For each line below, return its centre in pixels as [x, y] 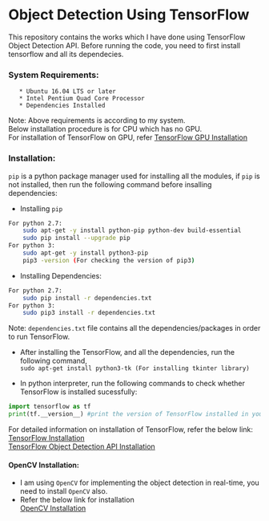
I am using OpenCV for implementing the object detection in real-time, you [140, 482]
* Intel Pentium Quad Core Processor [82, 99]
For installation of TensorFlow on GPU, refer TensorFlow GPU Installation [128, 137]
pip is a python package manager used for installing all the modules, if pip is [134, 176]
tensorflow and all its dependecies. [66, 54]
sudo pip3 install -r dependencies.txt [89, 313]
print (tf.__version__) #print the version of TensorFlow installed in [128, 414]
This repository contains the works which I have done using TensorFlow [127, 37]
